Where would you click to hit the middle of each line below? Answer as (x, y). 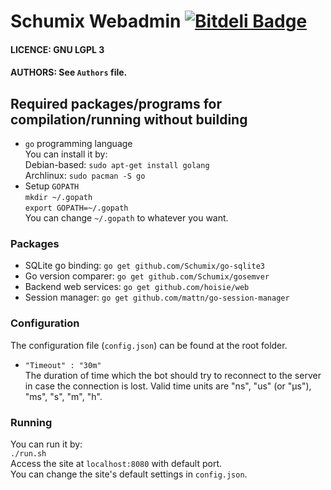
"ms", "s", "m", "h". (63, 396)
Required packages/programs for (116, 103)
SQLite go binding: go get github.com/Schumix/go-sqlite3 (144, 266)
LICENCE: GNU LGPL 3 (57, 49)
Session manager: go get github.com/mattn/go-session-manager (157, 297)
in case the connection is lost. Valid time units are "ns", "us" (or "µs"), (168, 386)
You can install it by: (66, 154)
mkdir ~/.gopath (58, 198)
